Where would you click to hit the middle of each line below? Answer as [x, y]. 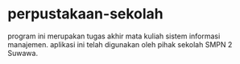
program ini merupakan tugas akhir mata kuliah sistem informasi [114, 36]
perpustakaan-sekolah [86, 14]
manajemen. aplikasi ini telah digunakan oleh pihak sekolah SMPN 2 [120, 44]
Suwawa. [23, 53]
